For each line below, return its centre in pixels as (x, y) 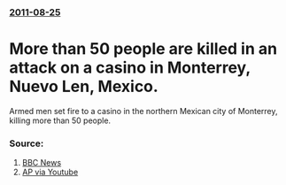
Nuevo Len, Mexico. (84, 87)
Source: (27, 143)
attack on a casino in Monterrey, (130, 68)
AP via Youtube (50, 172)
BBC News (42, 163)
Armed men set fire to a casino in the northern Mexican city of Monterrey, (143, 111)
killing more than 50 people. (60, 120)
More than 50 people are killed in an (143, 49)
